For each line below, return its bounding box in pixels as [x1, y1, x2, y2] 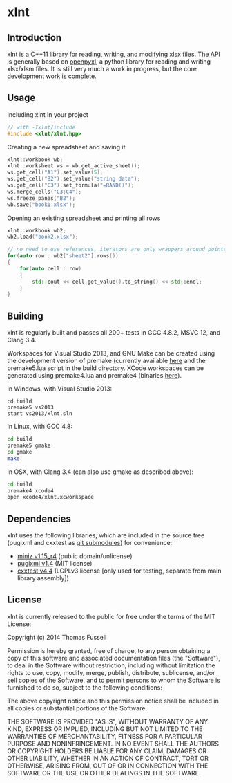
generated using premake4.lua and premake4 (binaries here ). [7, 371, 182, 380]
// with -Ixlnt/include [7, 124, 76, 131]
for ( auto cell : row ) [19, 265, 81, 272]
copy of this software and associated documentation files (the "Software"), [7, 654, 221, 662]
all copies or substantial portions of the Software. [7, 703, 147, 712]
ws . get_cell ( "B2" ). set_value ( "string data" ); [7, 176, 140, 183]
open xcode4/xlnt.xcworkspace [7, 494, 95, 501]
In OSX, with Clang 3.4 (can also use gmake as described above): [7, 468, 194, 476]
